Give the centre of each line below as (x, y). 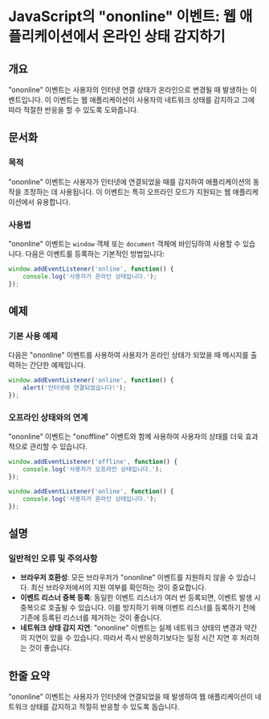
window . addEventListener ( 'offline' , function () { (93, 462)
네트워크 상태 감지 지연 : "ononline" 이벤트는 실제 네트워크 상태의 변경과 (131, 628)
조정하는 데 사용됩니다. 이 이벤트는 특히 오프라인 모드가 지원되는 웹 (127, 192)
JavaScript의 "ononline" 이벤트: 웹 (122, 17)
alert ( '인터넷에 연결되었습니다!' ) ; (75, 388)
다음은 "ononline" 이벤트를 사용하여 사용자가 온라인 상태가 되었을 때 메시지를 (128, 355)
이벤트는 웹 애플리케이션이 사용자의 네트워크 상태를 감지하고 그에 (154, 100)
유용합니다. (53, 201)
